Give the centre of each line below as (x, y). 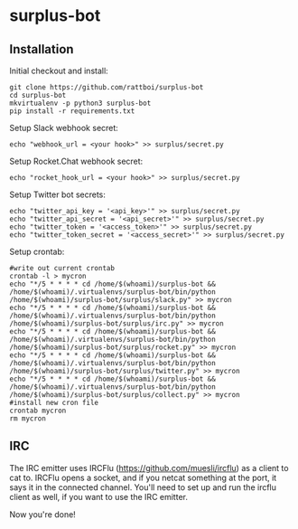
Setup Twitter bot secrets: (58, 194)
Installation (42, 49)
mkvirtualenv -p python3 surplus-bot (80, 103)
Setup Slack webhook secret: (64, 128)
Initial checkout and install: (59, 71)
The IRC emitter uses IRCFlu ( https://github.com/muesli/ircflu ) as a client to (149, 468)
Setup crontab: (37, 251)
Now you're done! (43, 514)
